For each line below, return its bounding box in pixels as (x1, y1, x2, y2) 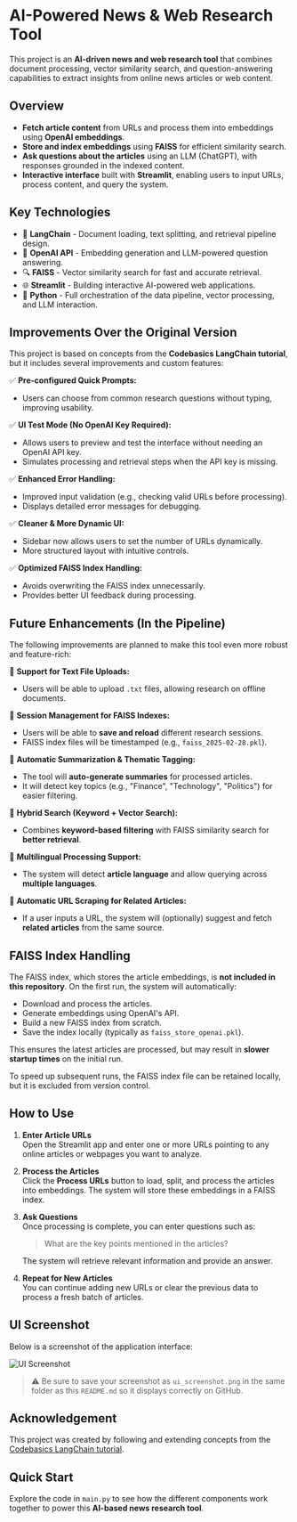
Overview (9, 99, 65, 114)
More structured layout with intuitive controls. (21, 545, 189, 557)
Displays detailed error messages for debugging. (21, 501, 202, 512)
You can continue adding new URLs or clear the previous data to (21, 1282, 259, 1292)
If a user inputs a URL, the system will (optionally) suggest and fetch (21, 913, 273, 924)
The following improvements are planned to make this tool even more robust (9, 639, 289, 650)
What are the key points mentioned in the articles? (44, 1238, 229, 1249)
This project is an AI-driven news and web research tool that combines (9, 53, 273, 64)
